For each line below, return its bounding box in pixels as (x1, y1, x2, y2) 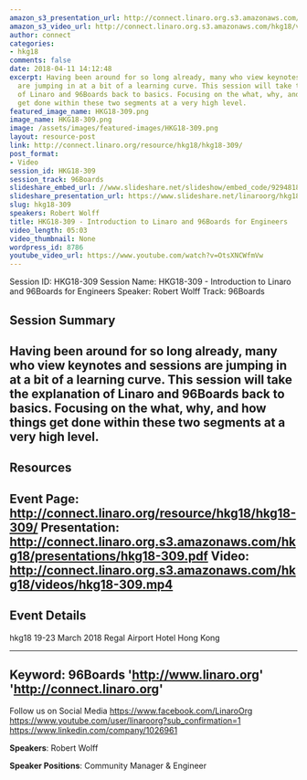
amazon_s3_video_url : (9, 22, 92, 31)
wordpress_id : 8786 (9, 243, 84, 252)
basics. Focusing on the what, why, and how (9, 400, 267, 416)
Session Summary (9, 312, 116, 328)
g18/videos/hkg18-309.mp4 (9, 576, 174, 592)
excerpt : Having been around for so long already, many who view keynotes (9, 73, 301, 82)
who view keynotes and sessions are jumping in (9, 357, 288, 373)
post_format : (9, 149, 59, 158)
